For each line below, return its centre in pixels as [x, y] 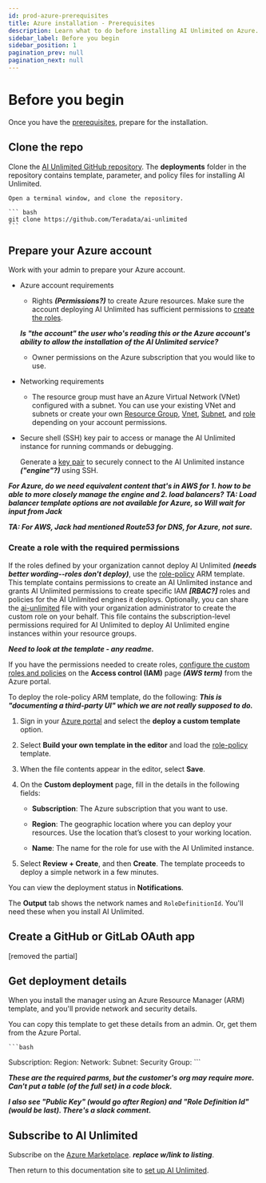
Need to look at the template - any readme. [81, 648]
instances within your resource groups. [73, 633]
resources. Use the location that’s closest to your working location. [141, 832]
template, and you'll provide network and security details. [103, 1009]
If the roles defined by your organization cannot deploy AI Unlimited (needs [133, 565]
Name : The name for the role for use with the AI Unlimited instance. [143, 848]
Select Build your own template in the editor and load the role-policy [134, 744]
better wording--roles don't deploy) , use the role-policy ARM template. [127, 574]
